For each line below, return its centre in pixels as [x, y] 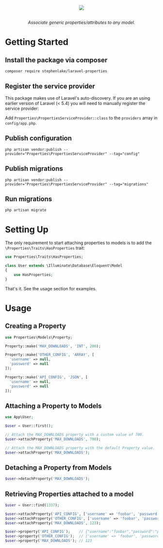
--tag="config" [124, 154]
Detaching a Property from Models [58, 468]
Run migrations [29, 199]
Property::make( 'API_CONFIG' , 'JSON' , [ [47, 377]
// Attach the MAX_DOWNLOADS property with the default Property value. [80, 448]
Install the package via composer [56, 60]
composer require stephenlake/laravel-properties [56, 71]
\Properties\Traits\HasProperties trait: [45, 248]
